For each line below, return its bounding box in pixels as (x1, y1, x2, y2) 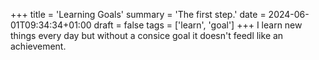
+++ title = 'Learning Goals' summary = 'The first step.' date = (10, 9, 267, 20)
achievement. (10, 40, 67, 52)
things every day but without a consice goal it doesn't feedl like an (10, 30, 284, 41)
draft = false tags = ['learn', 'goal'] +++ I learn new (93, 19, 303, 31)
